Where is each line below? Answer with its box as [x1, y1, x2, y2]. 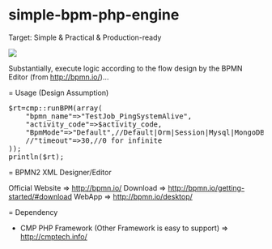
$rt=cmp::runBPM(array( [8, 103, 103, 113]
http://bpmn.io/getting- [168, 182, 245, 192]
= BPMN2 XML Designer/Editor [8, 167, 112, 177]
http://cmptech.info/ [19, 231, 87, 241]
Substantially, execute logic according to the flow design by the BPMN [8, 63, 243, 73]
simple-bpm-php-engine [8, 6, 180, 24]
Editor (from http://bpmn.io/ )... [8, 71, 109, 82]
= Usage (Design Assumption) [8, 88, 109, 97]
